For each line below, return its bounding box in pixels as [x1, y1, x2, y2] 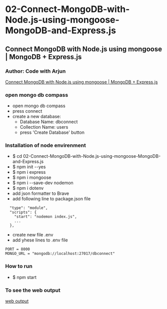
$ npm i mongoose [12, 174, 51, 181]
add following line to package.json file [12, 196, 91, 202]
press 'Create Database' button [19, 129, 85, 136]
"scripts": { [9, 210, 37, 215]
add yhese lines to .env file [12, 237, 68, 243]
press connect [12, 108, 42, 114]
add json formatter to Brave [12, 190, 69, 196]
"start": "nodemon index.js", [14, 214, 77, 219]
